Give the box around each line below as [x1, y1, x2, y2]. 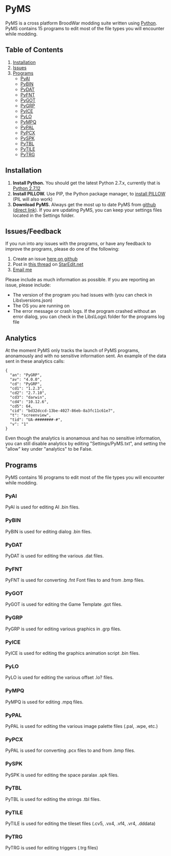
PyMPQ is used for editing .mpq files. [5, 699, 84, 705]
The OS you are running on [12, 303, 70, 309]
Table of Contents [5, 45, 64, 54]
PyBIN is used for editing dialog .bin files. [5, 528, 92, 534]
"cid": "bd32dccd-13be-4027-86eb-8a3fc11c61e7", [10, 408, 115, 413]
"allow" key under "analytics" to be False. [5, 446, 93, 452]
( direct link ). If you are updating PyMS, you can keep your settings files [12, 207, 162, 213]
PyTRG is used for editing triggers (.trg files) [5, 845, 99, 851]
